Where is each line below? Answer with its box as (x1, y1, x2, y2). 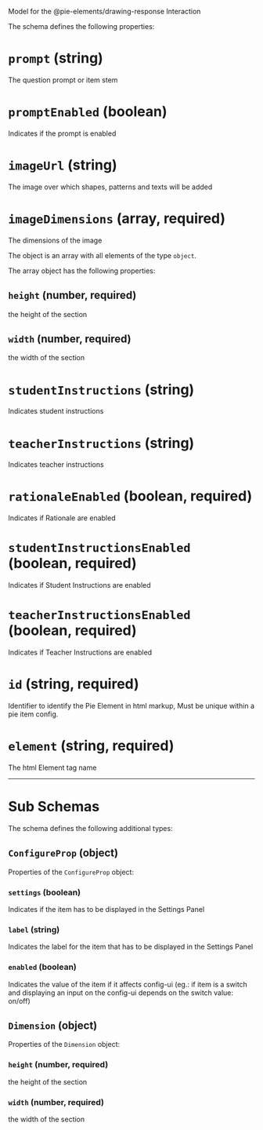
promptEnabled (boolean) (8, 103, 168, 121)
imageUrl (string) (8, 156, 117, 174)
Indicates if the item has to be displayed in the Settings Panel (8, 904, 205, 913)
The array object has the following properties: (8, 266, 156, 275)
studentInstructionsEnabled (8, 541, 191, 556)
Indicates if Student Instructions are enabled (8, 581, 151, 590)
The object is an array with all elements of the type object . (8, 250, 197, 260)
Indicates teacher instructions (8, 460, 104, 469)
